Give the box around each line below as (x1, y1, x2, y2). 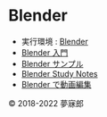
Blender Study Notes (21, 68, 98, 79)
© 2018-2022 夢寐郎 (8, 97, 84, 108)
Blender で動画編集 (21, 79, 92, 89)
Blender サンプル (21, 58, 84, 69)
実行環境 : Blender (21, 36, 88, 46)
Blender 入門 (21, 46, 69, 58)
